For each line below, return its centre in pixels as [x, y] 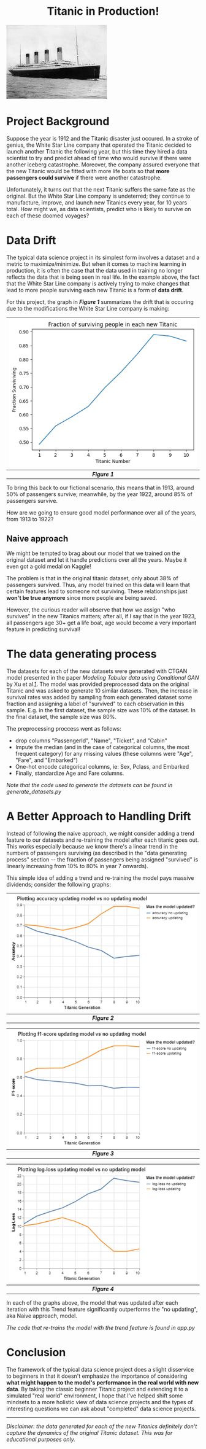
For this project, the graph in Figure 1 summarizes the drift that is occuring [100, 301]
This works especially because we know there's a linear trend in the [92, 846]
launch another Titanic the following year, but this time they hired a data [97, 151]
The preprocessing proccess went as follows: [64, 728]
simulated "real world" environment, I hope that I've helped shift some [95, 1396]
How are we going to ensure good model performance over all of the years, [101, 513]
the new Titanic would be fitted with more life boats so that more [88, 171]
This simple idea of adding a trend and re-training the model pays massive [100, 878]
